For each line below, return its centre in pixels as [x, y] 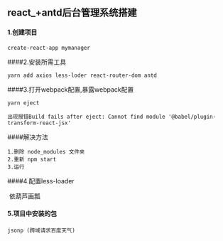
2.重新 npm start [32, 159]
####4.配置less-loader [41, 181]
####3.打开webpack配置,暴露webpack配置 [71, 89]
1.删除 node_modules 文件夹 [46, 151]
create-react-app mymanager [49, 48]
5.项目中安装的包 [32, 214]
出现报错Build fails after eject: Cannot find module [86, 117]
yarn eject [23, 103]
